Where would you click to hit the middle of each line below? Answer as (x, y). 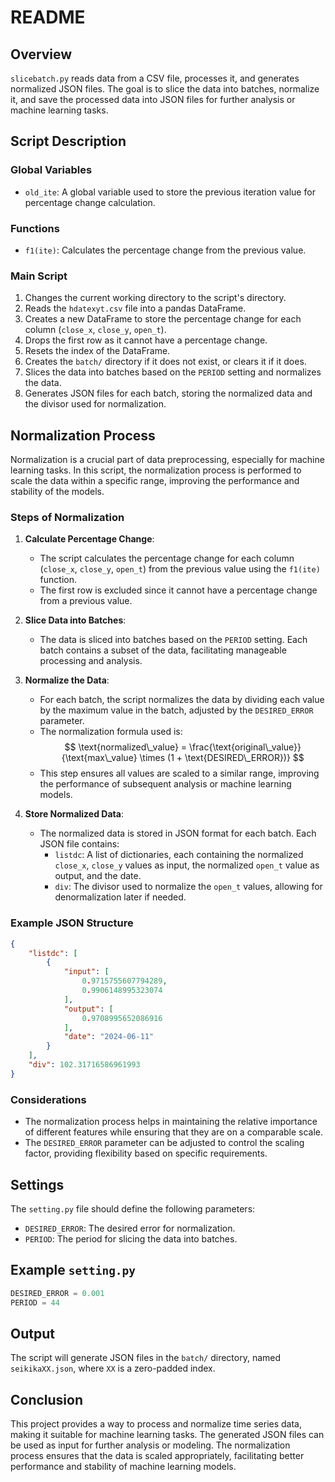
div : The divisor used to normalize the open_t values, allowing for (188, 887)
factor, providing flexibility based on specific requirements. (146, 1153)
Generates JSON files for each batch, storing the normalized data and (168, 393)
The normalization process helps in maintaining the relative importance (171, 1122)
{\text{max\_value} (99, 758)
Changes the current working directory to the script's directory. (155, 298)
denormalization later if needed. (120, 897)
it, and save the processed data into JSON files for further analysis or (153, 99)
